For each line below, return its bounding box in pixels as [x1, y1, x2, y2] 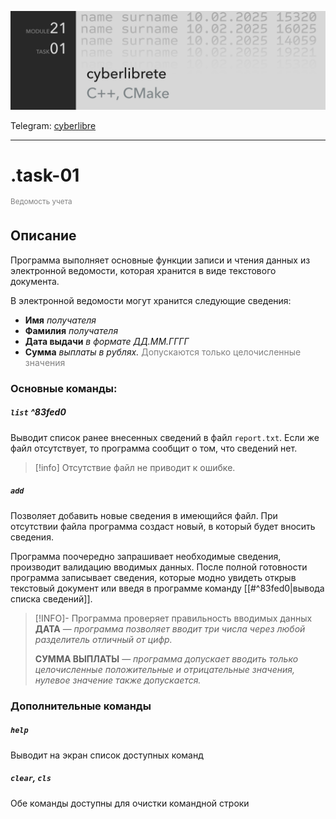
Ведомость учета [10, 197, 73, 207]
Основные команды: [10, 381, 118, 395]
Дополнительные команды [10, 699, 152, 713]
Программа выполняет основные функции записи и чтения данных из [10, 254, 311, 266]
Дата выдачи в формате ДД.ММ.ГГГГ [24, 335, 190, 347]
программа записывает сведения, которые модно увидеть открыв [10, 571, 297, 583]
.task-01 [10, 164, 80, 186]
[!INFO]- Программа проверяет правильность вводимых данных [34, 612, 313, 624]
